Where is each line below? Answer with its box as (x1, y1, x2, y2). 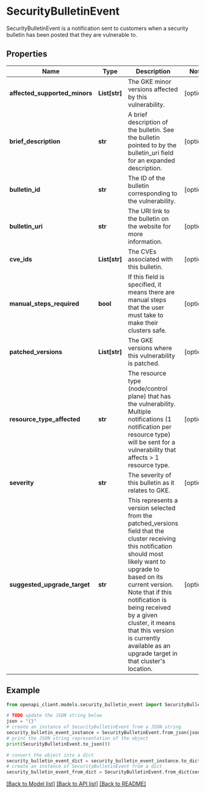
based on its (128, 573, 164, 581)
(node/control (128, 384, 168, 393)
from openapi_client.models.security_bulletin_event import (6, 701, 163, 708)
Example (6, 685, 40, 696)
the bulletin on (128, 214, 169, 223)
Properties (6, 49, 48, 59)
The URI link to (128, 206, 170, 215)
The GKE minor (128, 77, 171, 86)
